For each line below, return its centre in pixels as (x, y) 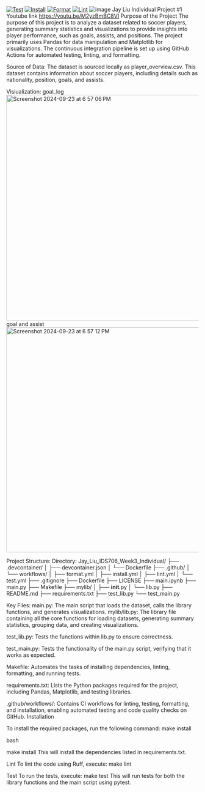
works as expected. (31, 655)
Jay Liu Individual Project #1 (147, 9)
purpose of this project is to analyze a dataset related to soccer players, (97, 22)
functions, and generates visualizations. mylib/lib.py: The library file (92, 612)
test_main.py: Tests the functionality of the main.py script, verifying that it (99, 649)
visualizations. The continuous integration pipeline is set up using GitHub (98, 48)
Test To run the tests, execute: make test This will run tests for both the (95, 776)
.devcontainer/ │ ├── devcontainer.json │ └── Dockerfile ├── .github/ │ (98, 568)
